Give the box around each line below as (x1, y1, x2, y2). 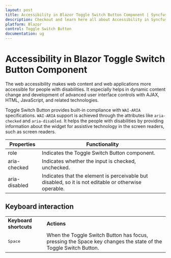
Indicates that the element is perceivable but (42, 172, 148, 179)
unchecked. (42, 164, 70, 171)
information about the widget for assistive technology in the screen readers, (5, 123, 164, 129)
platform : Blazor (5, 21, 42, 27)
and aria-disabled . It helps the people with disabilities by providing (22, 118, 164, 124)
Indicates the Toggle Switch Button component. (42, 149, 155, 156)
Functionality (86, 141, 119, 148)
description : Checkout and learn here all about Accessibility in (5, 17, 149, 22)
